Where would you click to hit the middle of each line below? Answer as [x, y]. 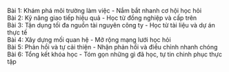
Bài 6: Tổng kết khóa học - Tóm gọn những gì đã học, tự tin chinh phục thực [115, 54]
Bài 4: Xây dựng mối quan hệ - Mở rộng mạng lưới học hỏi [89, 40]
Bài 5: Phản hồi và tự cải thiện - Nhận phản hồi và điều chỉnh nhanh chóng [112, 47]
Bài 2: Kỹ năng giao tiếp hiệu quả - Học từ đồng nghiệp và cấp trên [102, 18]
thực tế [17, 32]
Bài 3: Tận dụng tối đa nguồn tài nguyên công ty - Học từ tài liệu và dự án [111, 25]
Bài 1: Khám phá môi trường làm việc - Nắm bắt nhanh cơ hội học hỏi [104, 11]
